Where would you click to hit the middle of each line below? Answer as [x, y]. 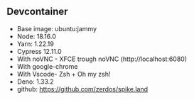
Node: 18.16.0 [36, 36]
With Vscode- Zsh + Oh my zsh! [64, 74]
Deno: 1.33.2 [35, 82]
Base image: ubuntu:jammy [57, 28]
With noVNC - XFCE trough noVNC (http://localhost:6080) [102, 59]
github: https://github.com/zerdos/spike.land [82, 89]
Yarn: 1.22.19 [35, 44]
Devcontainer [37, 12]
